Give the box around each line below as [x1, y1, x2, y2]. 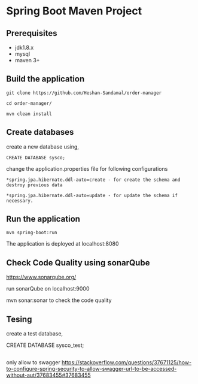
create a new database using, [6, 143, 80, 150]
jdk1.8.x [14, 44, 34, 51]
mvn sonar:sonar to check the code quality [6, 297, 112, 304]
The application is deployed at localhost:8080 [6, 240, 119, 247]
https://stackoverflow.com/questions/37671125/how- [62, 359, 192, 366]
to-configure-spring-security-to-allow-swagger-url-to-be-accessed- [6, 365, 177, 373]
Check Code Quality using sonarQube [6, 258, 150, 268]
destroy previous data [6, 182, 63, 188]
